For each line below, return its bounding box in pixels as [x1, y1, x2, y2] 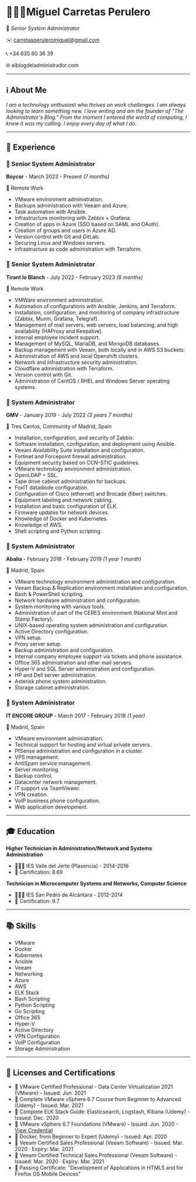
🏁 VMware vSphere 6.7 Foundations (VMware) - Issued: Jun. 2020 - [14, 1120, 179, 1128]
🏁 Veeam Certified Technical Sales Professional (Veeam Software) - [14, 1152, 178, 1159]
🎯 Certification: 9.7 [14, 898, 60, 905]
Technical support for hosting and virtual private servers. [14, 741, 152, 748]
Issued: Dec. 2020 [14, 1115, 60, 1122]
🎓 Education [6, 826, 55, 837]
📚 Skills [6, 921, 36, 931]
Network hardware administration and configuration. [14, 597, 141, 604]
